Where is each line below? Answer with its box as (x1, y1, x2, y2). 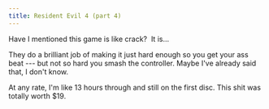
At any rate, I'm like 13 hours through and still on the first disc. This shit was (8, 82, 262, 92)
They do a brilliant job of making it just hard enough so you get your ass (8, 49, 249, 59)
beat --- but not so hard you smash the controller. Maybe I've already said (8, 58, 257, 68)
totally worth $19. (8, 90, 67, 101)
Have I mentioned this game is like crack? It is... (8, 34, 170, 44)
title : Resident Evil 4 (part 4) (8, 11, 122, 20)
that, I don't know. (8, 66, 69, 77)
